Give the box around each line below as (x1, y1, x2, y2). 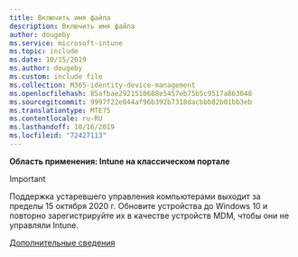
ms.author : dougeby (9, 64, 83, 73)
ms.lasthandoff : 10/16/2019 (9, 123, 116, 132)
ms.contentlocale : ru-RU (9, 114, 103, 123)
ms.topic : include (9, 47, 79, 56)
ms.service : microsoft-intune (9, 38, 124, 48)
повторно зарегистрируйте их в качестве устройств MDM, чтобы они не (9, 210, 290, 221)
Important (9, 173, 46, 184)
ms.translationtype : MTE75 (9, 106, 111, 115)
